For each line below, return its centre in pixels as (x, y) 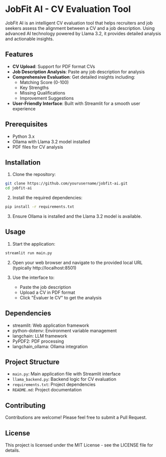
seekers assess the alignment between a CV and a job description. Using (80, 28)
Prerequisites (26, 125)
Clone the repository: (34, 175)
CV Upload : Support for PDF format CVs (54, 66)
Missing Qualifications (42, 92)
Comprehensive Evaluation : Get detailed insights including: (74, 77)
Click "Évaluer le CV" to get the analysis (61, 297)
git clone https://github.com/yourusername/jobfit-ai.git (66, 183)
